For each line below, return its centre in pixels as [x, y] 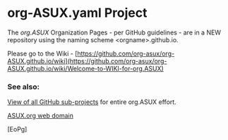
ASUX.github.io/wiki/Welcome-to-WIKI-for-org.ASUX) [85, 68]
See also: [24, 87]
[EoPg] [17, 129]
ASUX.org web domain [41, 116]
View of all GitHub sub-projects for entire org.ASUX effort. [92, 102]
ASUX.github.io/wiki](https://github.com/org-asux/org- [87, 61]
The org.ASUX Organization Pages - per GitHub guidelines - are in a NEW [114, 32]
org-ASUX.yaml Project [77, 13]
